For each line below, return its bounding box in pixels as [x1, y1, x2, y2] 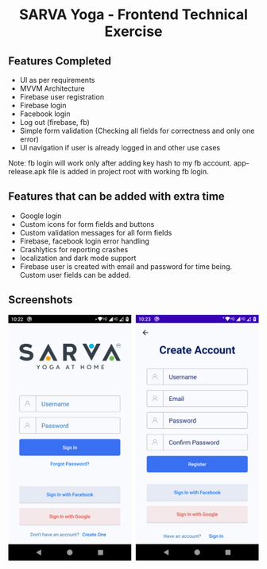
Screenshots [8, 293, 73, 307]
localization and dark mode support [19, 253, 137, 263]
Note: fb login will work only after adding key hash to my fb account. [8, 158, 232, 168]
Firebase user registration [19, 92, 105, 101]
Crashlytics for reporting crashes [19, 244, 129, 254]
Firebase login [19, 101, 67, 110]
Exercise [104, 22, 163, 41]
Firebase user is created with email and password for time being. [19, 261, 233, 271]
